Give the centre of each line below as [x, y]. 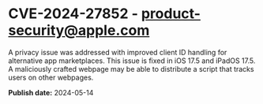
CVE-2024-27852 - [73, 14]
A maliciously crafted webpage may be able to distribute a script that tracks [131, 69]
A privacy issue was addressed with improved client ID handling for [118, 52]
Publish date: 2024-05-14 [51, 92]
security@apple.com [79, 30]
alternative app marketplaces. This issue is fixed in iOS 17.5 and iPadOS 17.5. [132, 61]
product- [171, 14]
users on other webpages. [51, 77]
